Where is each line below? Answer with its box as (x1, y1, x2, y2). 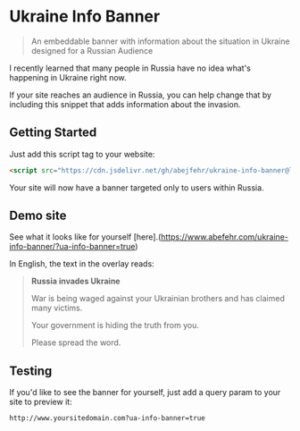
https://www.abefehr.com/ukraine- (160, 232, 288, 242)
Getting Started (9, 125, 97, 140)
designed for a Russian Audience (30, 45, 154, 55)
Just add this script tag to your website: (9, 148, 155, 159)
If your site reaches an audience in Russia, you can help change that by (9, 89, 272, 100)
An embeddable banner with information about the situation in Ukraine (30, 36, 290, 46)
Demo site (9, 208, 67, 224)
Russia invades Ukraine (30, 275, 121, 287)
